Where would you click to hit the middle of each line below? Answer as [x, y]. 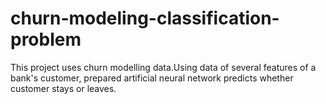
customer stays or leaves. [63, 88]
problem [46, 39]
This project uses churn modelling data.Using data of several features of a [163, 67]
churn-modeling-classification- [145, 18]
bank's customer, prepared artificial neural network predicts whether [152, 78]
